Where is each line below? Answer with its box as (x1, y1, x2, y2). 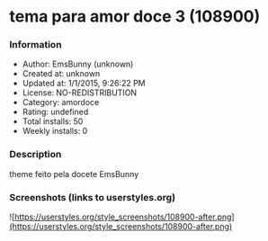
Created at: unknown (22, 68, 101, 79)
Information (9, 39, 62, 51)
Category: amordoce (22, 97, 100, 108)
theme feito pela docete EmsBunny (9, 168, 139, 179)
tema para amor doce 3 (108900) (9, 6, 261, 27)
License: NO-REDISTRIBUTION (22, 87, 138, 98)
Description (9, 148, 62, 161)
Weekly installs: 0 (22, 126, 88, 137)
